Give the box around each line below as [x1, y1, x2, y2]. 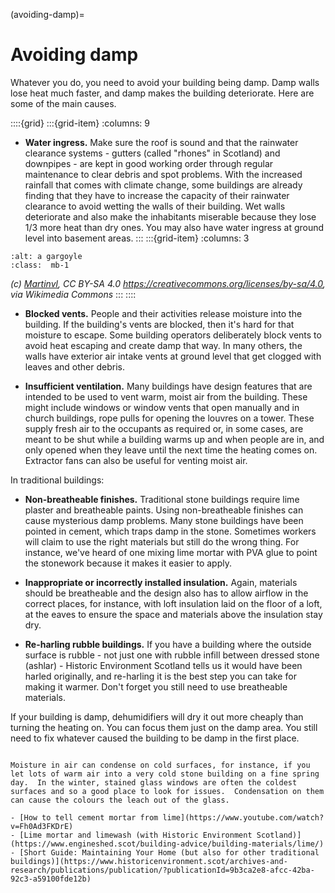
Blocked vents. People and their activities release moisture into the [24, 307, 303, 319]
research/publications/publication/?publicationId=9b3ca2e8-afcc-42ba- [10, 865, 315, 875]
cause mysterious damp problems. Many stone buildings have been [24, 514, 304, 526]
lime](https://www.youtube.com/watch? [162, 812, 325, 823]
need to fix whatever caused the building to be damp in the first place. [10, 732, 300, 744]
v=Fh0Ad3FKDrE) [10, 821, 74, 831]
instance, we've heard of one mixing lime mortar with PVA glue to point [24, 546, 318, 558]
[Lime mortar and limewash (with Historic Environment [19, 830, 253, 840]
